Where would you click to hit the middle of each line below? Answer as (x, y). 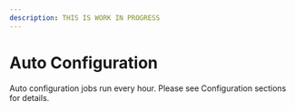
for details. (29, 97)
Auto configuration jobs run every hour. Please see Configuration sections (148, 88)
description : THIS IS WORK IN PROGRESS (85, 18)
